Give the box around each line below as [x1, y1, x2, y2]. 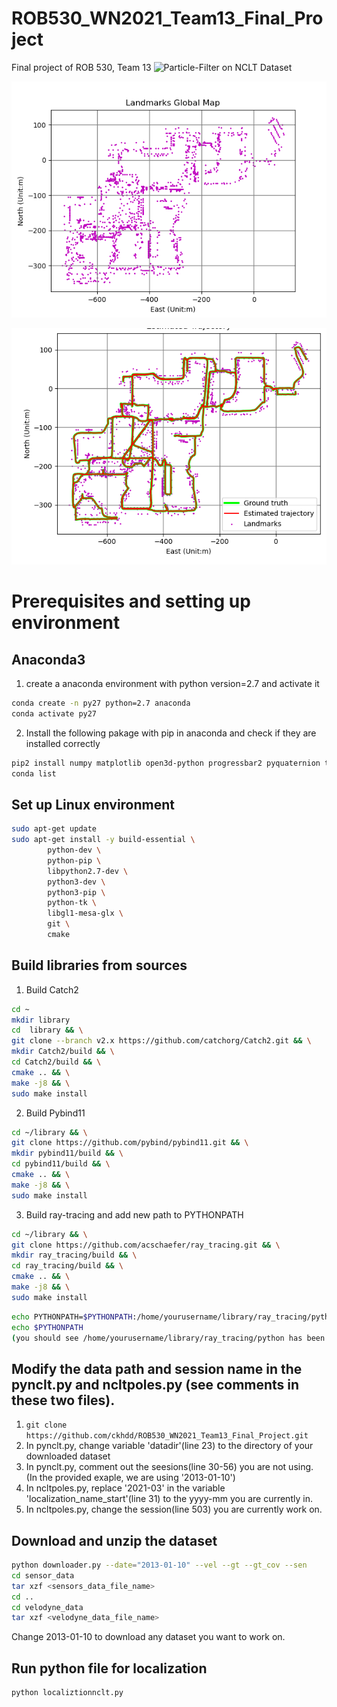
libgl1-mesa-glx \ [47, 908, 124, 919]
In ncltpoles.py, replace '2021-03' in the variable [25, 1482, 226, 1494]
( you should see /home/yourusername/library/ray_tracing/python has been [11, 1333, 326, 1343]
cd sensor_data [11, 1570, 75, 1581]
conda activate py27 [11, 708, 98, 719]
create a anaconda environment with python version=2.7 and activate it [25, 677, 320, 689]
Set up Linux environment [11, 796, 176, 813]
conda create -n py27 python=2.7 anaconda [11, 698, 191, 708]
